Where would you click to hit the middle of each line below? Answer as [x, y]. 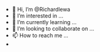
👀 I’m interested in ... [38, 16]
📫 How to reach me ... [40, 35]
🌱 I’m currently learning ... [44, 22]
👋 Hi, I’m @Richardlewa [41, 9]
